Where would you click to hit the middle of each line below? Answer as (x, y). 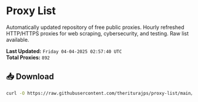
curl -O (16, 93)
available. (18, 40)
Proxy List (31, 11)
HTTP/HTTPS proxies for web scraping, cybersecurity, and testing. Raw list (98, 33)
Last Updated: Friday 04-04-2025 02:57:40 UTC (64, 51)
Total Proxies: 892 (28, 57)
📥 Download (30, 77)
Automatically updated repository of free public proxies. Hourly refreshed (95, 27)
